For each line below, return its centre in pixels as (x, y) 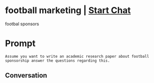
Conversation (26, 75)
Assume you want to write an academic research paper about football (77, 56)
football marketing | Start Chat (68, 10)
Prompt (20, 43)
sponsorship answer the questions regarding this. (58, 61)
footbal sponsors (22, 24)
